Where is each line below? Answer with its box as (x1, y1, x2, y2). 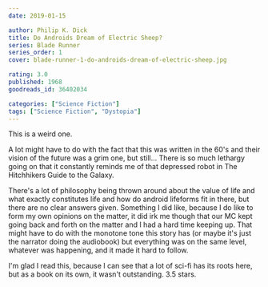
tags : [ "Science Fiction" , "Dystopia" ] (8, 107, 142, 115)
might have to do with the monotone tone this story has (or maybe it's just (8, 228, 252, 238)
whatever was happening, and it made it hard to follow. (8, 245, 189, 255)
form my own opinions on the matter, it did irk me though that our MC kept (8, 212, 253, 221)
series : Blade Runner (8, 41, 81, 49)
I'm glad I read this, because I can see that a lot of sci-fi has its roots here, (8, 261, 254, 271)
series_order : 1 (8, 49, 62, 57)
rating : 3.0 (8, 71, 48, 79)
